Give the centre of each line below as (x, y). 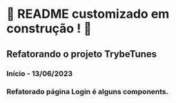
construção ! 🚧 (49, 28)
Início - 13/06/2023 (40, 73)
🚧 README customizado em (88, 14)
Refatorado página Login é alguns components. (88, 92)
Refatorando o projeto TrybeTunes (82, 54)
